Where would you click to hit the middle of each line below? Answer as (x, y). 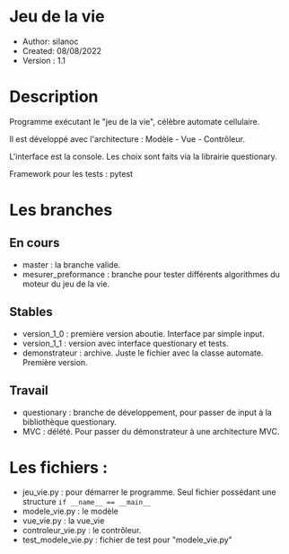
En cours (35, 243)
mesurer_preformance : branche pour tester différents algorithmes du (151, 274)
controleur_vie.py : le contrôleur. (82, 531)
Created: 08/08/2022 (61, 50)
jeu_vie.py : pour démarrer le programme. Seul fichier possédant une (149, 492)
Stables (31, 312)
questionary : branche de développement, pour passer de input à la (147, 412)
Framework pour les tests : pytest (71, 173)
